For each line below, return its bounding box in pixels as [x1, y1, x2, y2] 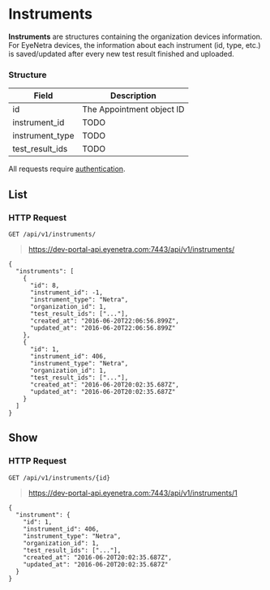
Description [110, 90, 156, 101]
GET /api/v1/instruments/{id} [8, 473, 111, 482]
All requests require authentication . [8, 164, 126, 174]
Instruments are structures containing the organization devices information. [8, 32, 263, 41]
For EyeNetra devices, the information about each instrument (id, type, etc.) [8, 40, 261, 49]
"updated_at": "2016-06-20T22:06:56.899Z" [29, 323, 176, 332]
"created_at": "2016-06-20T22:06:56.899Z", [29, 317, 180, 325]
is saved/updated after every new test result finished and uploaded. [8, 49, 235, 58]
